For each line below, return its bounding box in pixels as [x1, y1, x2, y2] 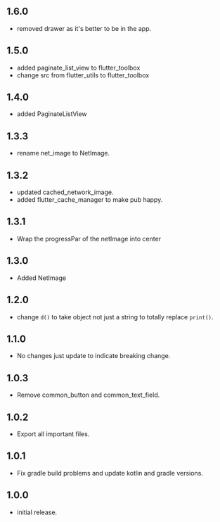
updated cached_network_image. [16, 188, 114, 196]
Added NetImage [16, 274, 67, 282]
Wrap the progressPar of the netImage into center [16, 234, 162, 243]
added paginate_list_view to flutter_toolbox [16, 63, 141, 72]
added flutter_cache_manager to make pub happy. [16, 196, 163, 204]
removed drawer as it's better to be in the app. [16, 24, 152, 32]
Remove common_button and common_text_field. [16, 390, 160, 400]
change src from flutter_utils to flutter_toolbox [16, 70, 150, 79]
